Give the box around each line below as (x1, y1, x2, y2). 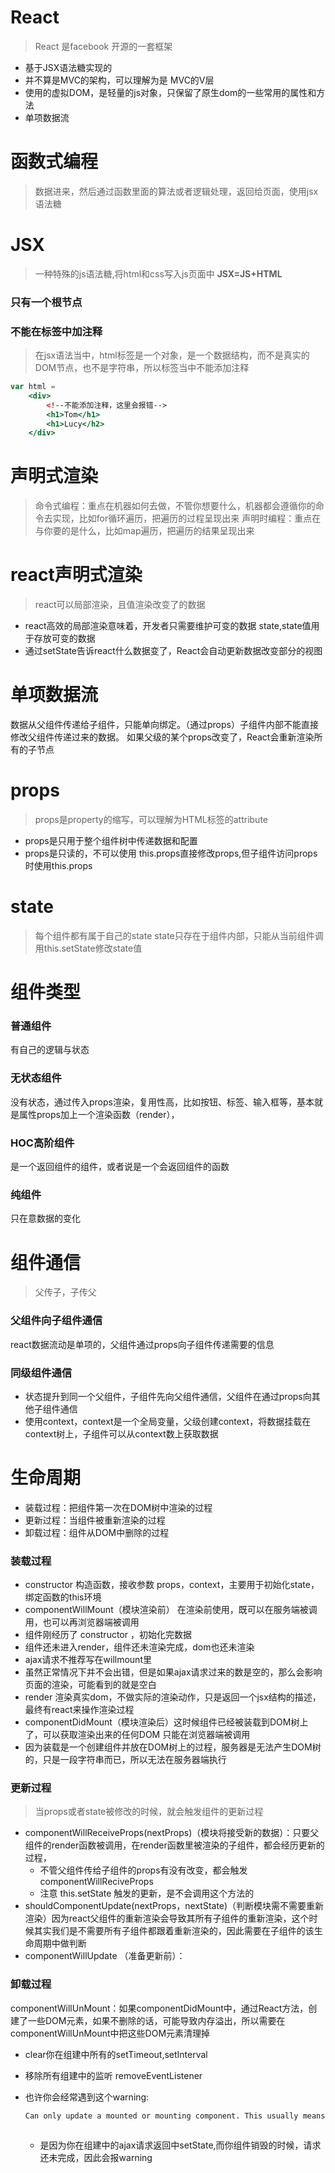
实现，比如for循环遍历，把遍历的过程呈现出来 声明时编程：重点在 (52, 512, 322, 525)
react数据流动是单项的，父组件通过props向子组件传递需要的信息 (10, 1338, 275, 1350)
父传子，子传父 (34, 1286, 97, 1298)
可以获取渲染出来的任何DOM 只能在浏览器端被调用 (42, 1729, 251, 1741)
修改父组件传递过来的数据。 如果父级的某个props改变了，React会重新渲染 (10, 731, 315, 743)
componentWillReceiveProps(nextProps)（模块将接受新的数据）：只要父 (24, 1827, 320, 1839)
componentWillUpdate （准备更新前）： (24, 1950, 186, 1962)
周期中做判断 (33, 1937, 87, 1950)
